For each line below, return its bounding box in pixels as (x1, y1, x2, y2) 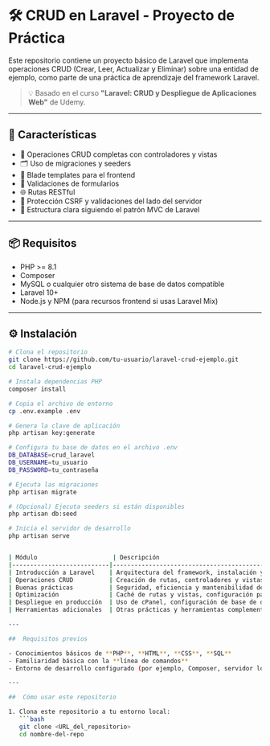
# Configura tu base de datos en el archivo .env (8, 444, 178, 452)
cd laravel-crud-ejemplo (8, 363, 92, 371)
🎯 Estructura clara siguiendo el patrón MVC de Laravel (19, 204, 200, 214)
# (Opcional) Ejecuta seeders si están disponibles (8, 502, 185, 510)
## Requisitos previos (8, 634, 88, 643)
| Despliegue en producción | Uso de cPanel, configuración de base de (8, 598, 257, 607)
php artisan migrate (8, 488, 78, 496)
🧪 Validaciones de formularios (19, 178, 120, 188)
